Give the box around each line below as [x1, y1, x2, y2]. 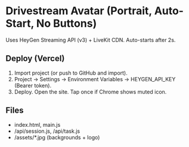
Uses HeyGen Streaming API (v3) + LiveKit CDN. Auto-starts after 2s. [5, 36, 176, 43]
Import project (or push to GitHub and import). [14, 69, 128, 76]
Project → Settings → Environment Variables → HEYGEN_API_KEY [14, 75, 176, 82]
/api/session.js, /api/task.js [14, 127, 80, 135]
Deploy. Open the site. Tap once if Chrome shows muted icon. [14, 88, 167, 95]
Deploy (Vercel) [5, 53, 65, 63]
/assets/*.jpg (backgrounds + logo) [14, 133, 100, 140]
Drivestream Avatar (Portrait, [5, 4, 153, 18]
